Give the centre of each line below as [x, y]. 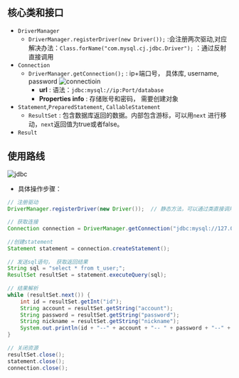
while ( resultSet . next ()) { [49, 295]
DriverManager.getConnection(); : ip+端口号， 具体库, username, [123, 73]
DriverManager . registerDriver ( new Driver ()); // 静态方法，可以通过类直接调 [118, 209]
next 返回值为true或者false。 [82, 124]
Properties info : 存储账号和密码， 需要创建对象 [109, 98]
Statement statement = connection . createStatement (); [89, 248]
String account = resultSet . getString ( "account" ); [97, 308]
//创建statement [30, 242]
